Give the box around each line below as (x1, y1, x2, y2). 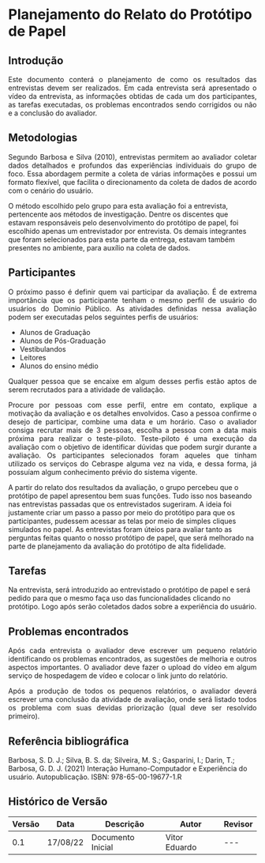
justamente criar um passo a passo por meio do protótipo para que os (8, 507, 235, 517)
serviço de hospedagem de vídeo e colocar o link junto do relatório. (8, 671, 229, 680)
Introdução (8, 54, 64, 67)
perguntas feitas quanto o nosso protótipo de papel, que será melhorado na (8, 533, 255, 542)
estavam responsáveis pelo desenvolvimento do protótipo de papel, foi (8, 217, 239, 227)
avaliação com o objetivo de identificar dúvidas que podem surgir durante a (8, 442, 257, 451)
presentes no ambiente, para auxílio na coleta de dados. (8, 243, 191, 252)
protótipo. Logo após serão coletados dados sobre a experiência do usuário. (8, 602, 257, 612)
